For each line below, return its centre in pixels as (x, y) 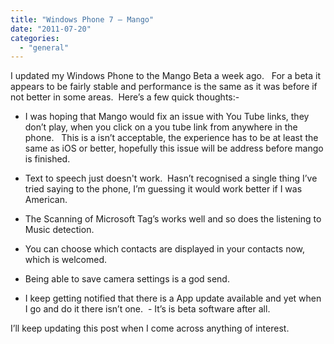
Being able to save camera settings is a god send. (127, 279)
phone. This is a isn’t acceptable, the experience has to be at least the (171, 138)
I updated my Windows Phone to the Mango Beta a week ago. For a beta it (166, 76)
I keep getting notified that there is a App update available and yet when (173, 298)
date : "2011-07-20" (51, 29)
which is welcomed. (66, 260)
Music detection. (59, 230)
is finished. (47, 159)
